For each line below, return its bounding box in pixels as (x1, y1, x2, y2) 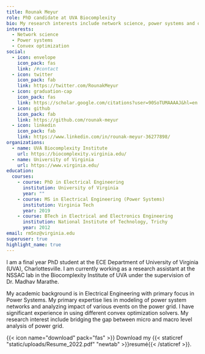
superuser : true (6, 236, 48, 242)
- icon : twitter (12, 71, 53, 78)
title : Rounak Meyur (6, 9, 59, 15)
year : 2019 (22, 208, 51, 214)
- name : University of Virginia (12, 156, 95, 162)
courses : (12, 173, 34, 180)
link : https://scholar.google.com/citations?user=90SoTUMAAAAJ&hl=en (17, 99, 198, 106)
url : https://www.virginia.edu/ (17, 162, 99, 168)
